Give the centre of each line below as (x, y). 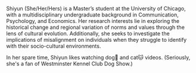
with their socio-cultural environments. (54, 46)
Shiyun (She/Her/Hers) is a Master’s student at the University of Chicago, (96, 9)
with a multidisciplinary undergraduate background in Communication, (92, 15)
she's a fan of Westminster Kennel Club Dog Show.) (69, 64)
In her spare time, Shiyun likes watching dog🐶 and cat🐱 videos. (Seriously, (98, 57)
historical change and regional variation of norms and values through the (95, 27)
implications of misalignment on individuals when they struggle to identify (97, 40)
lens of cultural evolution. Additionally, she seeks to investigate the (88, 34)
